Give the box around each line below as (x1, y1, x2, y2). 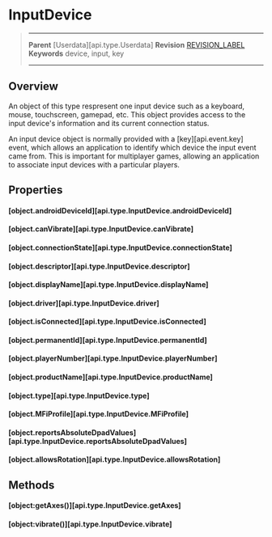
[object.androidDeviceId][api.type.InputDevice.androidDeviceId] (8, 205, 232, 215)
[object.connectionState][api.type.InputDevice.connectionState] (8, 243, 233, 252)
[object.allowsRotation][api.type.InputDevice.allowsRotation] (8, 455, 221, 464)
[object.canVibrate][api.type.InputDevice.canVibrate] (8, 224, 194, 234)
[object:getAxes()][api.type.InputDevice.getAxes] (8, 501, 181, 510)
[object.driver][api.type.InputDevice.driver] (8, 298, 159, 308)
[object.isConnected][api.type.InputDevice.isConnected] (8, 317, 206, 327)
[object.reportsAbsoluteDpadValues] (8, 427, 137, 438)
